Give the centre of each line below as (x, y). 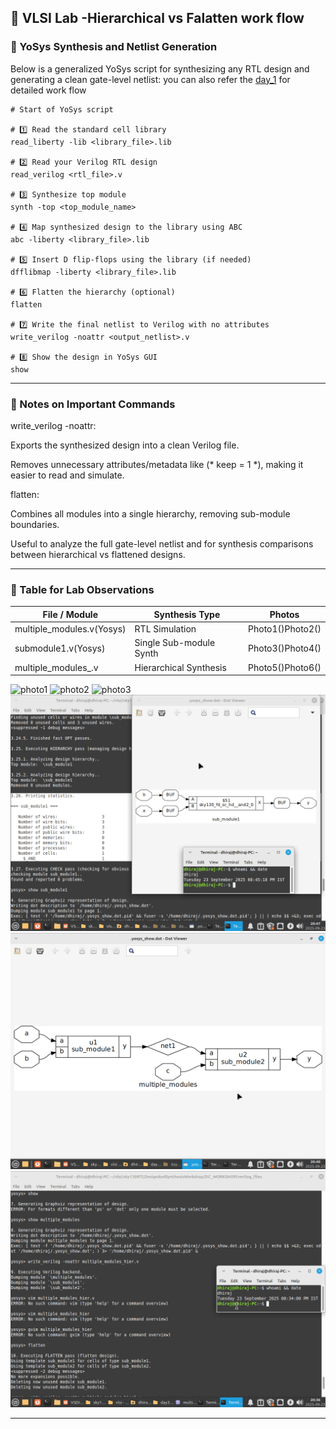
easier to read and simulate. (67, 475)
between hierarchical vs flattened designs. (98, 554)
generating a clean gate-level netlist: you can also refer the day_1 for (150, 79)
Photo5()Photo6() (285, 667)
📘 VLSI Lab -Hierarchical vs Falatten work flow (157, 18)
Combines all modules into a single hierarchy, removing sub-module (150, 513)
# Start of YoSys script (62, 109)
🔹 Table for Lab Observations (82, 589)
